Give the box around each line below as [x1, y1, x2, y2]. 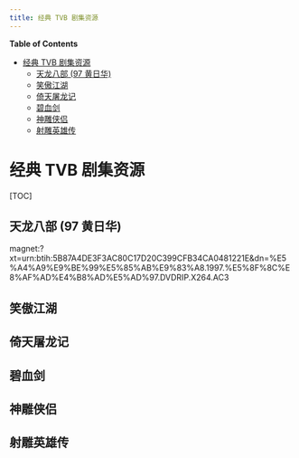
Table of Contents [9, 38, 79, 49]
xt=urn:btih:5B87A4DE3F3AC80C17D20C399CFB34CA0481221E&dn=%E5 [9, 253, 287, 263]
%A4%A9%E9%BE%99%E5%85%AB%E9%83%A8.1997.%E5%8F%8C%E [9, 262, 291, 273]
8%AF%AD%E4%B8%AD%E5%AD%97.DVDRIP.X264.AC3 [9, 272, 229, 283]
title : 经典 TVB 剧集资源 [9, 13, 99, 23]
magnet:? [9, 243, 44, 254]
